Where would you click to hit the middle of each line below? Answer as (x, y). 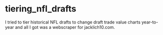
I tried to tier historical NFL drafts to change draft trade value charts (73, 22)
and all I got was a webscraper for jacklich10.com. (65, 27)
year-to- (150, 22)
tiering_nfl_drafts (41, 9)
